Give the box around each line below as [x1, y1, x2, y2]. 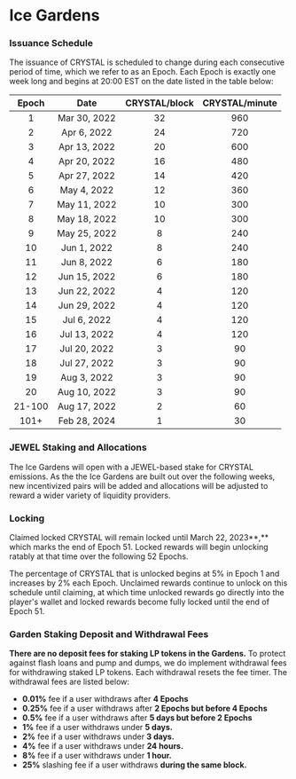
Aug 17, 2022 [57, 400, 117, 413]
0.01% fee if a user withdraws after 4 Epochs [21, 694, 189, 704]
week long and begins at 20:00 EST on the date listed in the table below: [9, 76, 275, 87]
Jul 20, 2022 [59, 342, 114, 355]
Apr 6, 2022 [61, 126, 113, 138]
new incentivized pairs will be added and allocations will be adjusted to [9, 480, 269, 491]
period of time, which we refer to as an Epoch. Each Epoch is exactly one [9, 67, 277, 77]
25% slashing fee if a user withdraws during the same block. [21, 759, 247, 770]
